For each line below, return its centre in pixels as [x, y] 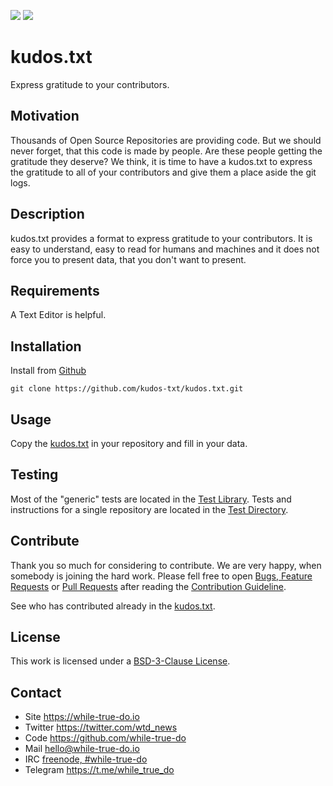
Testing [34, 475]
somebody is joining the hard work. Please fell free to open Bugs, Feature [161, 576]
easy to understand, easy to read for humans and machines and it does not [165, 249]
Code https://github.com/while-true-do [105, 738]
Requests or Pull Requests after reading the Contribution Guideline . [148, 586]
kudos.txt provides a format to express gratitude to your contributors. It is [161, 238]
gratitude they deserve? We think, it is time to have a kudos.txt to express [161, 161]
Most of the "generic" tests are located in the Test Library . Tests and [151, 499]
